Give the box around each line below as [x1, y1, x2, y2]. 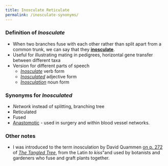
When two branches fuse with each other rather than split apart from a [12, 40, 162, 47]
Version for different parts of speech [12, 63, 90, 69]
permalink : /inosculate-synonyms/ [5, 12, 79, 17]
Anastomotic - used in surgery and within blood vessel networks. [12, 120, 150, 126]
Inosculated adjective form [20, 73, 77, 79]
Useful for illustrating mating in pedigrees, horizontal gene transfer [12, 52, 153, 58]
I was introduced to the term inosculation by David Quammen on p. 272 [12, 144, 163, 150]
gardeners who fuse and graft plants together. [12, 155, 110, 161]
